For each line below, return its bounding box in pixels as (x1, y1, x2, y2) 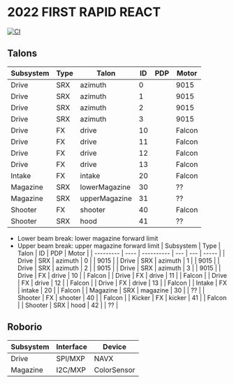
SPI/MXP (55, 353, 86, 363)
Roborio (7, 321, 43, 333)
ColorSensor (94, 364, 136, 374)
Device (102, 341, 127, 351)
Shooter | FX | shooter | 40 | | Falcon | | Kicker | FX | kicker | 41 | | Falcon (17, 293, 227, 302)
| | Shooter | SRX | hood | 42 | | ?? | (17, 301, 119, 309)
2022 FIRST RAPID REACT (7, 4, 161, 20)
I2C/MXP (55, 364, 86, 374)
